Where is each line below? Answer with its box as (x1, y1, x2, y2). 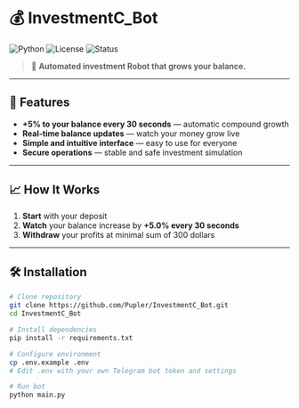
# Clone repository (9, 292, 82, 302)
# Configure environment (9, 349, 101, 358)
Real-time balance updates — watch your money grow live (21, 127, 240, 139)
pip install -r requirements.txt (9, 333, 133, 342)
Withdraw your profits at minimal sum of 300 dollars (21, 229, 215, 240)
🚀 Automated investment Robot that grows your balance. (30, 61, 246, 71)
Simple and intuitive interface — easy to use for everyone (21, 137, 238, 148)
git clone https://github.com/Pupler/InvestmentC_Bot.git (9, 301, 229, 310)
